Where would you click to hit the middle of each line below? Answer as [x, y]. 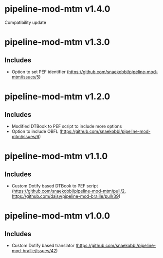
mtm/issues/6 [25, 136]
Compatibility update [26, 22]
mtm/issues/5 [25, 77]
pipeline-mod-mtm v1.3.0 [57, 42]
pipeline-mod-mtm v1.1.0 [56, 156]
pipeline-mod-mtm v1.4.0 [57, 9]
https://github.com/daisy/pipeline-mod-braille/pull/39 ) [66, 196]
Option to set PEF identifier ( [40, 72]
